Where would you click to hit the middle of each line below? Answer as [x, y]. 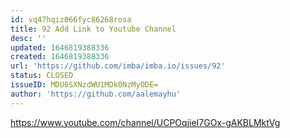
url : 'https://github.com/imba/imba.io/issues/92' [118, 66]
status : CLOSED [42, 76]
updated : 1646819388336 [60, 47]
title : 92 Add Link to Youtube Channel [93, 29]
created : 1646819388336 [60, 57]
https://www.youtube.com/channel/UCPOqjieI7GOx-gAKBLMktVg [145, 122]
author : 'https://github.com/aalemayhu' [96, 94]
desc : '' [28, 38]
